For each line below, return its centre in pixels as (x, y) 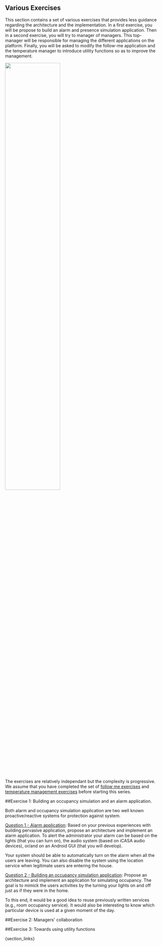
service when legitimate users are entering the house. (59, 865)
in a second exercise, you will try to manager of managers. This (69, 35)
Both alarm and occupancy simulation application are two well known (74, 810)
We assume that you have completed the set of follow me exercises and (77, 786)
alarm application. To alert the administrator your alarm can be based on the (81, 835)
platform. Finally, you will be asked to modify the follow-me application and (80, 45)
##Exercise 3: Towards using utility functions (50, 929)
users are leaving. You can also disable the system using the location (74, 860)
